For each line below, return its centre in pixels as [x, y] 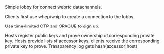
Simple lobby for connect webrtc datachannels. [54, 7]
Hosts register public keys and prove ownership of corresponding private [80, 36]
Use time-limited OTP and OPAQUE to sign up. [52, 26]
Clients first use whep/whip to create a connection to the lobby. [70, 16]
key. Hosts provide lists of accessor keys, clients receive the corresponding [82, 41]
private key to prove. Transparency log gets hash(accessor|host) [71, 46]
